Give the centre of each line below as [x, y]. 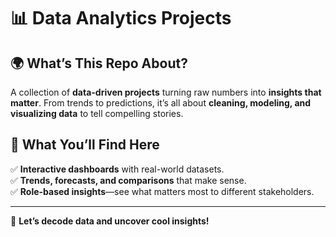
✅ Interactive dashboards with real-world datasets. [117, 169]
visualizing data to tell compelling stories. [97, 113]
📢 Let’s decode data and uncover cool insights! [110, 221]
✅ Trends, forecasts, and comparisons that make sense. [128, 180]
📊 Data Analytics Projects [121, 18]
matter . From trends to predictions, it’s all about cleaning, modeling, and [161, 103]
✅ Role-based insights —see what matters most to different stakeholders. [162, 191]
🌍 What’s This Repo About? [99, 63]
